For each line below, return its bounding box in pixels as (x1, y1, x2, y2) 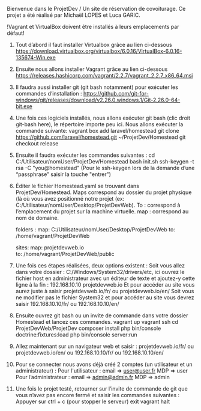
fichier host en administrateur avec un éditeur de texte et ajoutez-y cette (15, 275, 196, 282)
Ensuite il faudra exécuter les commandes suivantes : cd (15, 151, 155, 159)
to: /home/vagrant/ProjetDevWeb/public (15, 251, 115, 257)
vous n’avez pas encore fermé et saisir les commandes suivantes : (15, 392, 180, 398)
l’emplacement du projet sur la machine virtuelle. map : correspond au (15, 208, 189, 215)
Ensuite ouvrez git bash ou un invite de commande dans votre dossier (15, 312, 188, 319)
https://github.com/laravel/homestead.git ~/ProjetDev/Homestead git (15, 133, 186, 141)
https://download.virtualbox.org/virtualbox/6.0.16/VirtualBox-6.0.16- (15, 47, 182, 55)
